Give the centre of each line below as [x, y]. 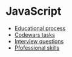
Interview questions [39, 41]
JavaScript [34, 11]
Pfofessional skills [37, 48]
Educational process [40, 28]
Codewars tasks [34, 34]
